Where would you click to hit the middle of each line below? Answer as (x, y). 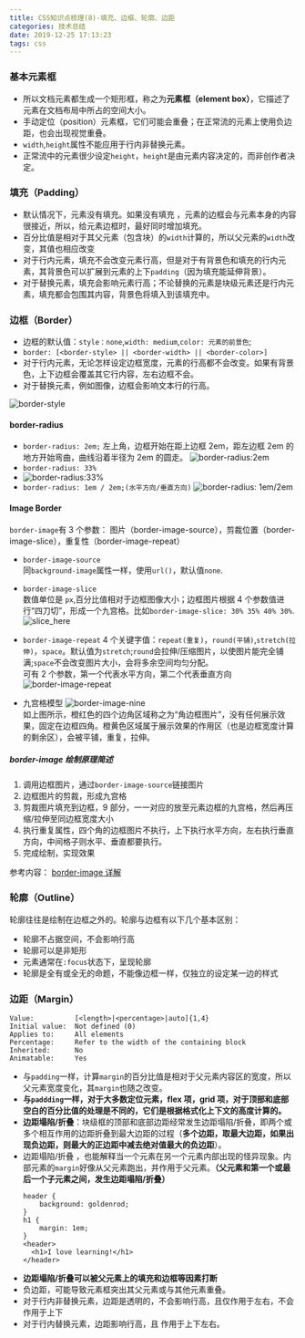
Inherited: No (46, 1051)
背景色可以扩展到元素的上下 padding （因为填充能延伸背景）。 (159, 271)
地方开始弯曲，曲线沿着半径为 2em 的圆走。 (105, 458)
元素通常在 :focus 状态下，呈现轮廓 (87, 961)
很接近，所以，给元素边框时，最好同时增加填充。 (114, 225)
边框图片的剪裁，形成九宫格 (75, 795)
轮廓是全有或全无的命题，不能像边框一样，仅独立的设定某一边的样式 (150, 973)
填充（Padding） (47, 192)
